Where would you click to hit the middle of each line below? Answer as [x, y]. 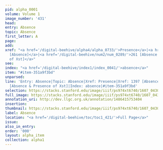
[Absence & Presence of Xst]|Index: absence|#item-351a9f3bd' [73, 86]
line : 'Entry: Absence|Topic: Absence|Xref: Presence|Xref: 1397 [72, 81]
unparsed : [15, 77]
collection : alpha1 [25, 140]
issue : [12, 122]
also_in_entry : [20, 126]
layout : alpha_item [25, 135]
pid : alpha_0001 [21, 9]
